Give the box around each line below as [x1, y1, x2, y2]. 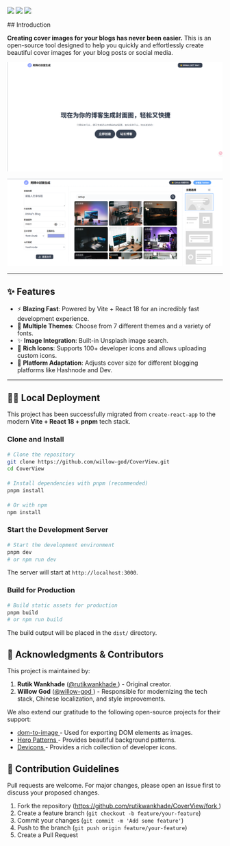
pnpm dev [7, 548, 32, 555]
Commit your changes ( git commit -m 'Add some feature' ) [16, 816, 184, 824]
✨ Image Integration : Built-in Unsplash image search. [16, 336, 169, 344]
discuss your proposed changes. [7, 788, 100, 797]
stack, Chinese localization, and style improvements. [16, 694, 166, 703]
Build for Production [7, 585, 75, 595]
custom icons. [16, 351, 57, 359]
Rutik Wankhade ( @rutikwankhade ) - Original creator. [16, 680, 172, 688]
